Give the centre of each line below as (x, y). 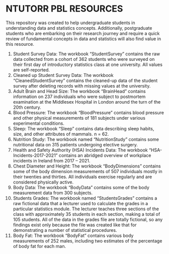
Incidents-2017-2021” (35, 155)
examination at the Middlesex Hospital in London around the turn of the (87, 102)
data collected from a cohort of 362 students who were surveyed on (84, 59)
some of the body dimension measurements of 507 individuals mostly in (88, 171)
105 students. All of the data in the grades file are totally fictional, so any (88, 219)
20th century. (27, 107)
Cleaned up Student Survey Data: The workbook (63, 75)
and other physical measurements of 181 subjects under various (79, 118)
